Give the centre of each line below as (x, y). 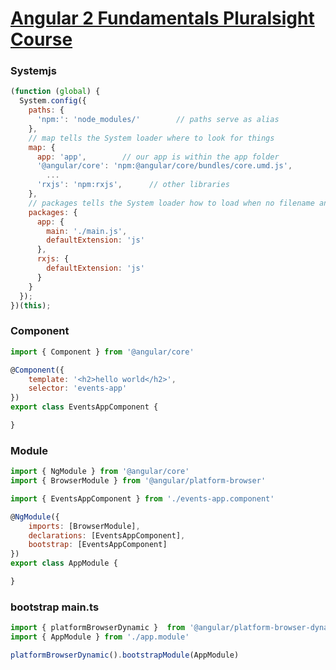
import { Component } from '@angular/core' (102, 352)
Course (41, 39)
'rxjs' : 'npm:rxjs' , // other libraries (133, 185)
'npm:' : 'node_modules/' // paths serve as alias (158, 120)
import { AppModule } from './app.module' (100, 637)
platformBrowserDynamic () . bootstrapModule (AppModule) (125, 655)
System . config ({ (53, 101)
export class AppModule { (64, 563)
